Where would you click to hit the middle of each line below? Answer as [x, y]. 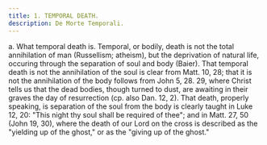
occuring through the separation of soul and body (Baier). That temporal [128, 63]
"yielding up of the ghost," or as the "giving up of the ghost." [109, 132]
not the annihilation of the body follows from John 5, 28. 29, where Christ [130, 81]
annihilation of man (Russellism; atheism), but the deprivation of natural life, [134, 55]
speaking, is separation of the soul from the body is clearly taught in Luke [131, 106]
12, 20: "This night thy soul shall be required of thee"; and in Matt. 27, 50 [128, 114]
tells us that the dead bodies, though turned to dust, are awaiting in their [128, 89]
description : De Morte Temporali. [67, 23]
